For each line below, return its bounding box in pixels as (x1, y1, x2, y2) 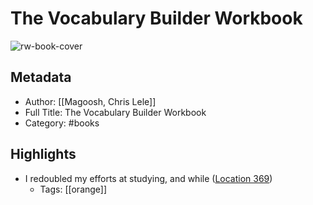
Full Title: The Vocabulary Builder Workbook (24, 106, 207, 118)
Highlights (10, 146, 77, 163)
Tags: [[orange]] (39, 183, 108, 195)
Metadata (10, 69, 72, 86)
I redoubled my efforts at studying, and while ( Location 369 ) (24, 172, 273, 184)
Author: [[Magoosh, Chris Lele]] (24, 95, 157, 107)
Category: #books (24, 117, 100, 129)
